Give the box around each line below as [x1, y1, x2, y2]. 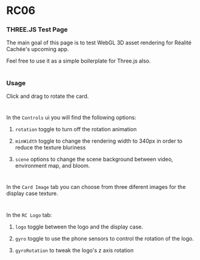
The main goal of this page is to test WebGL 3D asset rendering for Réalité [6, 39, 192, 46]
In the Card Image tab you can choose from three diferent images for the [6, 183, 186, 191]
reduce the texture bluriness [15, 144, 86, 151]
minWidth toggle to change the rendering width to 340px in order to [15, 137, 183, 145]
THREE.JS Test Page [6, 26, 68, 34]
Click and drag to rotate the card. [6, 92, 89, 100]
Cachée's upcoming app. [6, 46, 69, 53]
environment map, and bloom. [15, 162, 90, 169]
